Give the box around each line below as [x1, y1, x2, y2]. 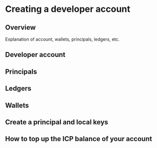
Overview [5, 23, 36, 32]
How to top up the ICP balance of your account [5, 135, 153, 143]
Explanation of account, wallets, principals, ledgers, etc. [5, 36, 120, 42]
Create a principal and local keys [5, 118, 108, 126]
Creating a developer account [5, 3, 131, 15]
